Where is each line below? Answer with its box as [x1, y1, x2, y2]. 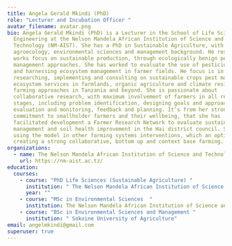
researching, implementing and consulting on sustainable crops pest [13, 74, 217, 81]
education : [7, 163, 39, 171]
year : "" [25, 189, 51, 196]
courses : [13, 170, 39, 177]
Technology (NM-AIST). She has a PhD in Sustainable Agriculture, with [13, 42, 224, 49]
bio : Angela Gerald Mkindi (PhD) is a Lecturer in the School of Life [7, 29, 215, 37]
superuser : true [7, 228, 54, 235]
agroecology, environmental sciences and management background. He [13, 49, 215, 56]
